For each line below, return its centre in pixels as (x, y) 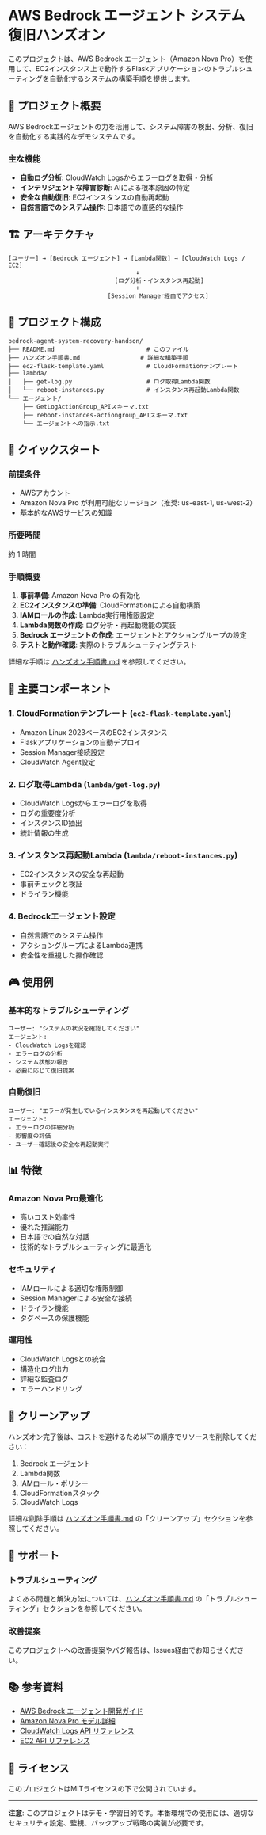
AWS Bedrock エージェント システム (127, 15)
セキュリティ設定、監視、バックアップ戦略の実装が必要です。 (108, 1823)
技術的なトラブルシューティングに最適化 (85, 1247)
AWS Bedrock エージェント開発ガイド (82, 1711)
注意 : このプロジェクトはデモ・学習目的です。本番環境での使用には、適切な (131, 1813)
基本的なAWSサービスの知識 (66, 513)
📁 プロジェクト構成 (55, 322)
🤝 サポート (34, 1555)
